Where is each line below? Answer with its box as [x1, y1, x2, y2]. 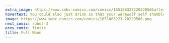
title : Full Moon [5, 30, 42, 35]
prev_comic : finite [5, 26, 46, 31]
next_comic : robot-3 [5, 21, 49, 26]
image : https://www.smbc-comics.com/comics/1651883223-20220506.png [5, 16, 152, 21]
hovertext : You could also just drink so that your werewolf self [5, 12, 147, 17]
